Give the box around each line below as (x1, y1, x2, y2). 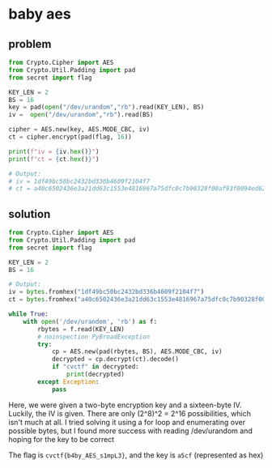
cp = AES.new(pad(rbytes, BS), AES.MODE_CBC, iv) (51, 347, 223, 356)
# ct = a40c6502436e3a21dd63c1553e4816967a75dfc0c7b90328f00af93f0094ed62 (8, 185, 266, 193)
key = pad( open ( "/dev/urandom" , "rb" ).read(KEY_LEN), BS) (8, 103, 205, 112)
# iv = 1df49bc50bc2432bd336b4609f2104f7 (8, 177, 151, 185)
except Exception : (37, 377, 100, 385)
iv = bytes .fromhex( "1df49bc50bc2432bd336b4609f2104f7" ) (8, 288, 205, 296)
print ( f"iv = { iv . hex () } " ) (8, 147, 100, 155)
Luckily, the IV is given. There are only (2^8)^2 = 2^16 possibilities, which (8, 408, 252, 418)
